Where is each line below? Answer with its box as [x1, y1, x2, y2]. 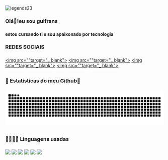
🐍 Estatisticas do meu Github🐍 [5, 77, 80, 84]
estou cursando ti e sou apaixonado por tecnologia [5, 31, 114, 37]
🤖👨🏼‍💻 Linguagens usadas [5, 135, 69, 142]
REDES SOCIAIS [5, 43, 45, 50]
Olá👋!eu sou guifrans [5, 17, 58, 24]
